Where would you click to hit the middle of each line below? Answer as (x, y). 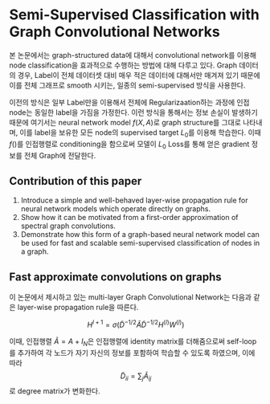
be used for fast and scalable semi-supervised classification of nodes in (140, 243)
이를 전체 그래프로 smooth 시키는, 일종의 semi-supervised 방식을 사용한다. (127, 85)
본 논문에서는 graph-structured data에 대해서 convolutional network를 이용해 (133, 55)
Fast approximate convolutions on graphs (115, 277)
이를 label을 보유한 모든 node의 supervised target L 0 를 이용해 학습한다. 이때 (141, 133)
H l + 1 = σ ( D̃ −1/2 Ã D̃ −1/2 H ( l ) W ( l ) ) (136, 324)
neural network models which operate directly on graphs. (116, 209)
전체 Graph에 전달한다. (60, 155)
